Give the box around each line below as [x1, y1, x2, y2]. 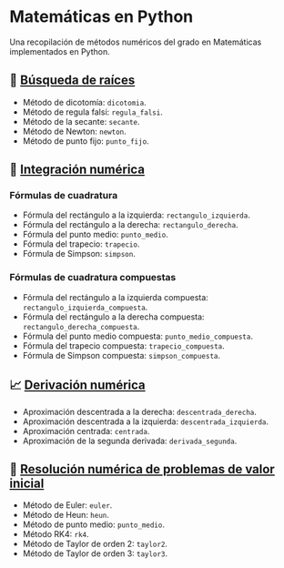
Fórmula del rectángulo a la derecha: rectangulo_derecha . [22, 219, 238, 230]
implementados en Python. [9, 46, 111, 56]
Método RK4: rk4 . [22, 529, 89, 540]
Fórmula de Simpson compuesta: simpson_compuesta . [22, 350, 221, 360]
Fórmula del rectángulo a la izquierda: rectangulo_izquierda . [22, 209, 250, 220]
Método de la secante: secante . [22, 116, 140, 127]
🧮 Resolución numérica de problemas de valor [9, 461, 275, 477]
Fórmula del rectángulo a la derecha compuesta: [22, 311, 205, 322]
